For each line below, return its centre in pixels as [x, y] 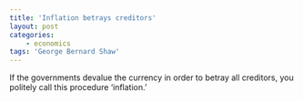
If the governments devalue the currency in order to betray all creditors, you [151, 77]
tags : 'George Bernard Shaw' [65, 52]
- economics [48, 43]
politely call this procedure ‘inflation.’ [78, 87]
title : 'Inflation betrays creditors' [83, 18]
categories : [32, 35]
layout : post [34, 26]
